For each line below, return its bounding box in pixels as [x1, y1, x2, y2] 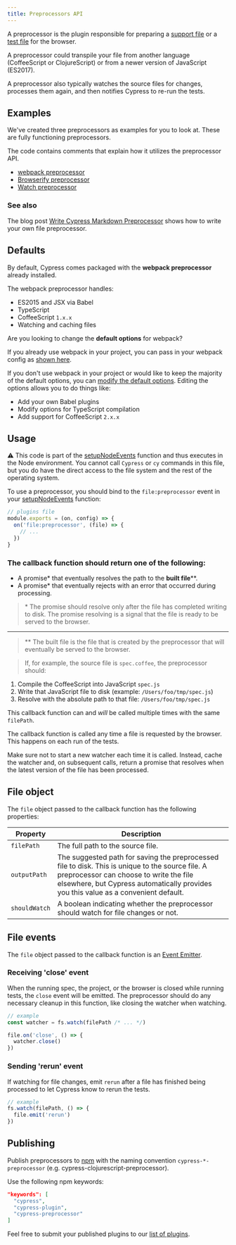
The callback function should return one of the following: [7, 557, 206, 567]
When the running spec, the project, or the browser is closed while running [7, 983, 224, 992]
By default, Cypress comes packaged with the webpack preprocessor [7, 263, 212, 272]
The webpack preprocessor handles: [7, 284, 114, 293]
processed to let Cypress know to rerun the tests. [7, 1085, 151, 1093]
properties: [7, 812, 39, 821]
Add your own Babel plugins [17, 397, 100, 405]
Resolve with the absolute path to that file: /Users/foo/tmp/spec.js [17, 695, 211, 703]
